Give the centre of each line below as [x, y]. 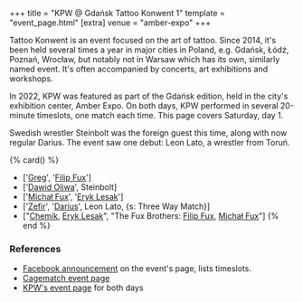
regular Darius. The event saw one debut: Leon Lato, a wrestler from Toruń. [150, 142]
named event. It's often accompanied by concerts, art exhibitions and [139, 69]
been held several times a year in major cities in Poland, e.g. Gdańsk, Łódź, [149, 50]
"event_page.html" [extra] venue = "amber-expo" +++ [110, 23]
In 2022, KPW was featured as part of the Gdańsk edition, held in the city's [149, 96]
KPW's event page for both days [83, 288]
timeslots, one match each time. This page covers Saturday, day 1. [160, 115]
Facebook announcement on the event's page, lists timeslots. [137, 269]
